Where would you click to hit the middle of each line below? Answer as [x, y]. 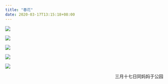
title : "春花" [19, 10]
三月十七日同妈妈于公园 [139, 76]
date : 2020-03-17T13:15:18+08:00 [40, 14]
